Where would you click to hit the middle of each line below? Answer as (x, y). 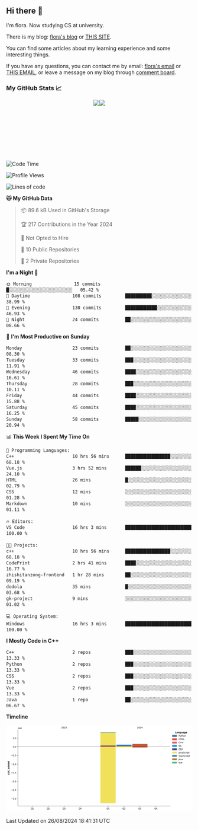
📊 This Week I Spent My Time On (48, 437)
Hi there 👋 (25, 11)
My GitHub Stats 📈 (34, 88)
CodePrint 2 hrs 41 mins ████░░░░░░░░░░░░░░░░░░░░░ (99, 563)
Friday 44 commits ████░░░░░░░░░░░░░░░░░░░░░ (99, 396)
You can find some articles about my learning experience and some (88, 48)
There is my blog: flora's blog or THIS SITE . (59, 37)
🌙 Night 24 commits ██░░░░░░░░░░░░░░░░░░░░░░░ (99, 320)
